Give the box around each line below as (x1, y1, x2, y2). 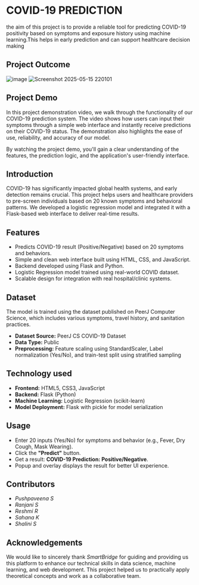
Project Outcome (6, 60, 70, 70)
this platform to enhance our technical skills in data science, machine (6, 560, 176, 567)
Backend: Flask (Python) (14, 391, 76, 398)
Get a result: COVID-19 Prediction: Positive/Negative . (14, 456, 149, 463)
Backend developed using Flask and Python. (14, 262, 124, 270)
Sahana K (14, 514, 40, 521)
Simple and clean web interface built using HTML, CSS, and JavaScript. (14, 256, 191, 263)
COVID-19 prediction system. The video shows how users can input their (6, 114, 185, 122)
